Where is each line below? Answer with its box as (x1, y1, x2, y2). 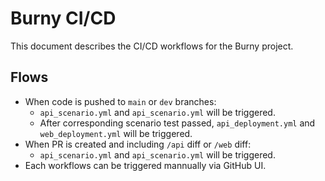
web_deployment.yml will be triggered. (39, 127, 193, 139)
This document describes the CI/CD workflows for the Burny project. (10, 40, 294, 52)
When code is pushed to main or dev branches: (24, 95, 217, 107)
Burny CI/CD (10, 7, 117, 30)
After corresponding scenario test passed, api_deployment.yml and (39, 117, 316, 129)
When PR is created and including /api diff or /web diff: (24, 138, 252, 150)
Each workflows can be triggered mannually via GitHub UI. (24, 159, 267, 171)
